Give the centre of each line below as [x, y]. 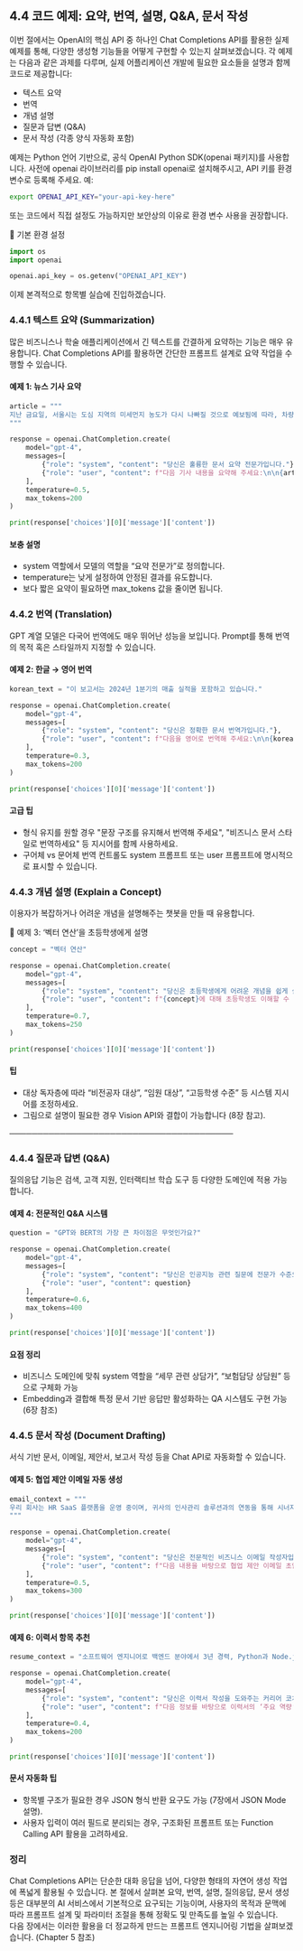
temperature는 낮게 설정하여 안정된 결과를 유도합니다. [118, 577]
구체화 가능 [59, 1387]
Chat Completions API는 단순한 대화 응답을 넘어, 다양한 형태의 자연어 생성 [140, 1881]
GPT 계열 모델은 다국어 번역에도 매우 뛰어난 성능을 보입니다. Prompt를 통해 [141, 636]
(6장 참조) [40, 1410]
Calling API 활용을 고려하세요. [75, 1834]
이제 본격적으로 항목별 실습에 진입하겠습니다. [88, 294]
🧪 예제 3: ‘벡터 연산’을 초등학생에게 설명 [79, 932]
